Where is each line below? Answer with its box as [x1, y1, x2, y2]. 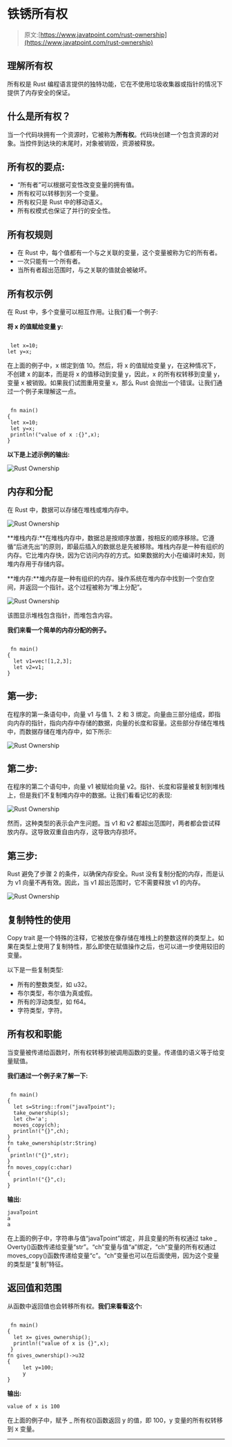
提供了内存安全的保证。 [7, 88, 74, 97]
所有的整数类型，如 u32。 [17, 980, 91, 989]
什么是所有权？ [7, 111, 71, 122]
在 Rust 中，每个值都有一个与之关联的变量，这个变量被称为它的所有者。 [17, 248, 221, 257]
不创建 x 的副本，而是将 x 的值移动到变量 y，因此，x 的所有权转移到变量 [7, 370, 213, 378]
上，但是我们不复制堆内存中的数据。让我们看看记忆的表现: [7, 791, 173, 800]
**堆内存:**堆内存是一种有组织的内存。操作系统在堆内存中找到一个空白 [7, 574, 209, 582]
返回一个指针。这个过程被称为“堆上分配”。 [25, 582, 146, 591]
